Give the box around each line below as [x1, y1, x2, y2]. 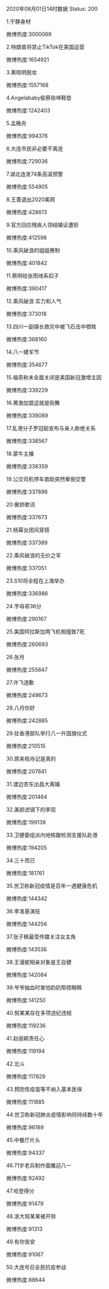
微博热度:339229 [6, 386, 48, 394]
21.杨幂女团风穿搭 [6, 526, 50, 534]
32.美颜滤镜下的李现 [6, 806, 57, 813]
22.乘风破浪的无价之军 [6, 552, 61, 559]
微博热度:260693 [6, 641, 49, 648]
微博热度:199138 [6, 819, 46, 825]
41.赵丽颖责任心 [6, 1035, 45, 1042]
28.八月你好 [6, 705, 35, 711]
